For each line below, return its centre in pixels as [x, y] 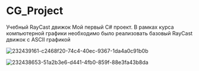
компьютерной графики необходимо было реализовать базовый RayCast [99, 33]
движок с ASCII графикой [38, 39]
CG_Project [35, 11]
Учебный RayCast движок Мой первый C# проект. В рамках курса [90, 27]
